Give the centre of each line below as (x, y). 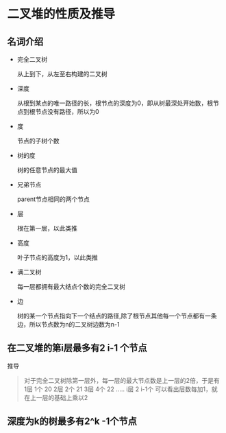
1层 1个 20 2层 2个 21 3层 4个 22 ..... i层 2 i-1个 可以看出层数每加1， (118, 389)
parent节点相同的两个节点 (53, 199)
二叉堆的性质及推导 (61, 14)
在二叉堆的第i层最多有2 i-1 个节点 (77, 348)
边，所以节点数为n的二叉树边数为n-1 (68, 324)
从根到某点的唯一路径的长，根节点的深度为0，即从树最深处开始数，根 (115, 103)
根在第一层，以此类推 (47, 228)
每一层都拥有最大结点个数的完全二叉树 (71, 286)
